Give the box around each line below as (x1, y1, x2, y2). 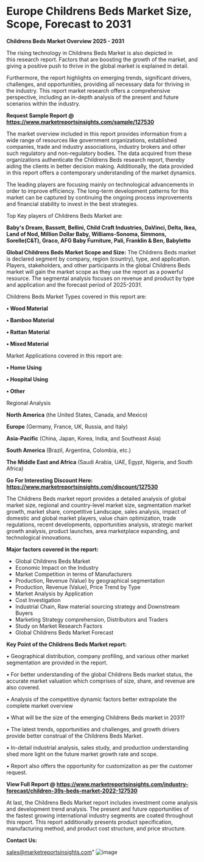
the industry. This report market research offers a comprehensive (6, 87, 171, 94)
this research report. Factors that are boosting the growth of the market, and (6, 56, 198, 63)
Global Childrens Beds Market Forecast (15, 628, 114, 636)
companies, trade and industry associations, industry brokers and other (6, 143, 186, 150)
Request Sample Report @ (6, 112, 74, 119)
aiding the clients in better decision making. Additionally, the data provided (6, 162, 194, 170)
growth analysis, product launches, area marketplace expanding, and (6, 527, 180, 534)
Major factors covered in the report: (6, 545, 99, 553)
